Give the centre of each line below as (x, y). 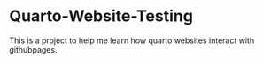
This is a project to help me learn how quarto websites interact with (132, 40)
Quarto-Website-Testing (101, 16)
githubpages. (33, 49)
